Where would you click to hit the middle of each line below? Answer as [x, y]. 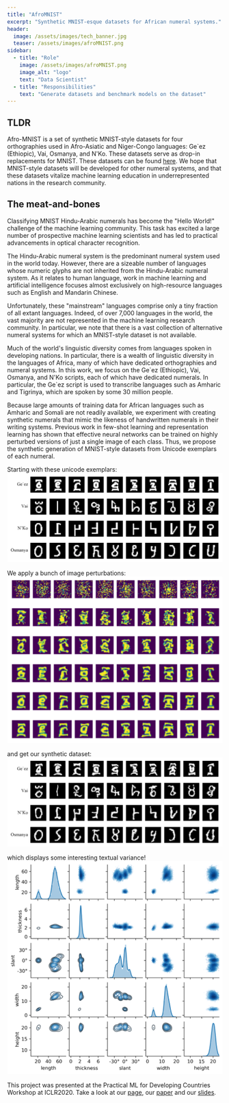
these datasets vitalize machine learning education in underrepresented [108, 175]
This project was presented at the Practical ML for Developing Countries [109, 1085]
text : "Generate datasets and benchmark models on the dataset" [113, 94]
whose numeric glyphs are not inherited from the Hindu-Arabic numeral [108, 270]
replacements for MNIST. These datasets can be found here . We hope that [112, 161]
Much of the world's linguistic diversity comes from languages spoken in [109, 348]
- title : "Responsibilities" [55, 87]
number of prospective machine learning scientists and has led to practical [112, 235]
